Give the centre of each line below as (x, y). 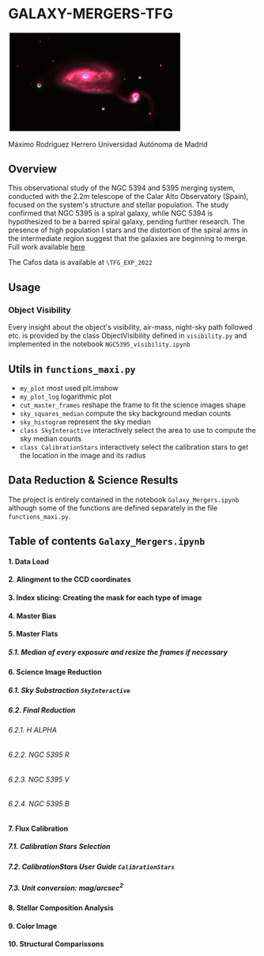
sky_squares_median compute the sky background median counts (125, 413)
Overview (33, 169)
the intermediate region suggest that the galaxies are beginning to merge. (128, 239)
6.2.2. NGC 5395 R (39, 755)
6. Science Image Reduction (55, 672)
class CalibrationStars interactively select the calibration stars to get (134, 447)
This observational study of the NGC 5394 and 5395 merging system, (122, 188)
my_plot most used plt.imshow (69, 388)
